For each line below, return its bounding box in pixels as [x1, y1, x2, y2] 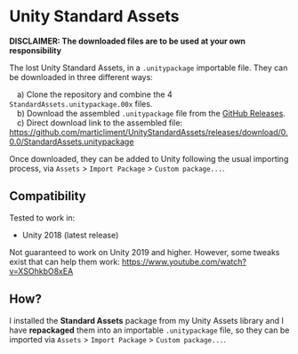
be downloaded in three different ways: [9, 71, 153, 82]
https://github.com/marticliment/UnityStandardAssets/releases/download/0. [9, 126, 288, 137]
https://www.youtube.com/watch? [121, 256, 247, 267]
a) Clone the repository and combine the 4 [17, 89, 173, 100]
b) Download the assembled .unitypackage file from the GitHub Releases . [17, 108, 286, 118]
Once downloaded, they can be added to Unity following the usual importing [9, 153, 289, 164]
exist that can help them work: [9, 256, 120, 267]
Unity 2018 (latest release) [21, 229, 119, 240]
